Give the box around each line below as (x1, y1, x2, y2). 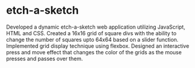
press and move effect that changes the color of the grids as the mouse (6, 48, 182, 55)
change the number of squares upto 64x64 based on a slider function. (6, 36, 179, 43)
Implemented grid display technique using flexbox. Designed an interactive (6, 42, 190, 50)
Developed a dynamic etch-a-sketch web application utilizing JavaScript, (6, 23, 185, 30)
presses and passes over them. (6, 55, 83, 62)
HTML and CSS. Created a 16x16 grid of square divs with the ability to (6, 29, 177, 36)
